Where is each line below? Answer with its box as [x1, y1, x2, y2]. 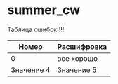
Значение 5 [57, 65, 97, 75]
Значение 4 [11, 65, 51, 75]
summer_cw [7, 2, 81, 18]
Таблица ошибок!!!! [7, 25, 65, 34]
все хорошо [57, 53, 98, 63]
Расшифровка [57, 41, 107, 51]
